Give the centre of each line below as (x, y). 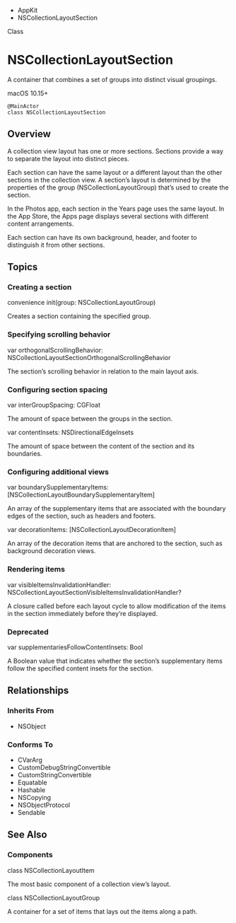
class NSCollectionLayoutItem (51, 870)
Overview (29, 134)
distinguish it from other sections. (56, 245)
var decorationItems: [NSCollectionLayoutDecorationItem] (92, 530)
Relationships (38, 691)
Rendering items (36, 569)
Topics (23, 267)
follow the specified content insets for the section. (80, 668)
